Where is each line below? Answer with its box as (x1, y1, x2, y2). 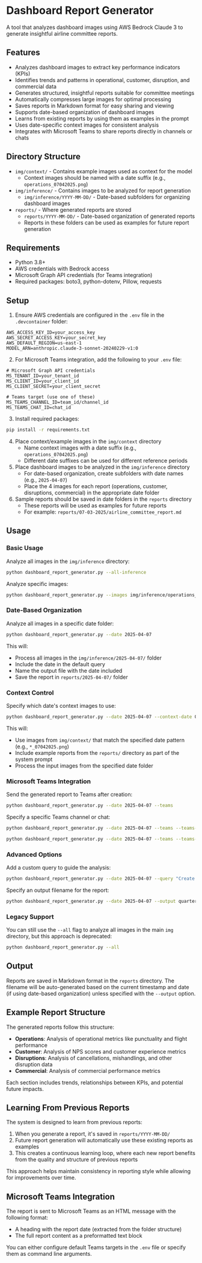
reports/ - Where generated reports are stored (14, 206, 132, 213)
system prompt (14, 756, 53, 763)
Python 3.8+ (14, 259, 46, 266)
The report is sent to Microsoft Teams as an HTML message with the (6, 1207, 176, 1215)
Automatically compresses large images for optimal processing (14, 95, 171, 103)
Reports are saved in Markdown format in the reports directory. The (6, 977, 174, 984)
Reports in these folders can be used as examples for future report (23, 218, 189, 226)
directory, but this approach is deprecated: (6, 933, 112, 940)
